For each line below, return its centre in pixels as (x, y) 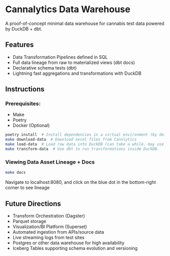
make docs (16, 173)
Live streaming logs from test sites (49, 237)
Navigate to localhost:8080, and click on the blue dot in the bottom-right (80, 182)
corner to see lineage (27, 188)
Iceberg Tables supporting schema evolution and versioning (75, 248)
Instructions (25, 89)
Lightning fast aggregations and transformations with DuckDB (77, 73)
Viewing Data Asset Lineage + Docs (50, 162)
